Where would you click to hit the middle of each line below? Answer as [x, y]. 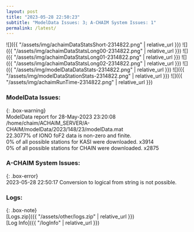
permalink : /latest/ [31, 28]
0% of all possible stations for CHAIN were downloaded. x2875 [83, 148]
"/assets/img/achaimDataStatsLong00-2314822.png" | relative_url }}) [98, 51]
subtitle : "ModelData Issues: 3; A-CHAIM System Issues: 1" [81, 22]
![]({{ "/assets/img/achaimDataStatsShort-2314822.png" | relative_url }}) [93, 45]
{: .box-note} [21, 210]
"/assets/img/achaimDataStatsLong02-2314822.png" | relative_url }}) [98, 64]
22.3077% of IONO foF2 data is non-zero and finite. [69, 135]
